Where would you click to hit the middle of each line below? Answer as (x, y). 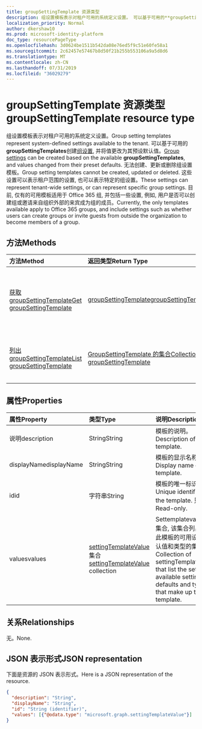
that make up (174, 592)
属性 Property (28, 419)
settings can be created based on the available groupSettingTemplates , (96, 158)
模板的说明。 (174, 431)
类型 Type (103, 419)
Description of (176, 439)
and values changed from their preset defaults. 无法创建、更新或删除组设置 (99, 165)
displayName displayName (46, 464)
